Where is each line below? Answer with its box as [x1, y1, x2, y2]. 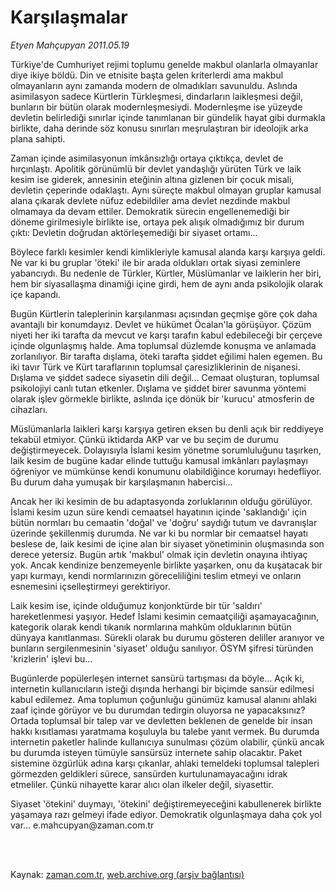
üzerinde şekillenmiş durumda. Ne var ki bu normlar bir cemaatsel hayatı [10, 527, 308, 539]
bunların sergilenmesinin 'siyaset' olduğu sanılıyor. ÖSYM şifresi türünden [10, 642, 314, 654]
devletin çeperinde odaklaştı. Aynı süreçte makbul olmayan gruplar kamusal [10, 184, 322, 196]
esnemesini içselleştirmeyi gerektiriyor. [10, 580, 171, 592]
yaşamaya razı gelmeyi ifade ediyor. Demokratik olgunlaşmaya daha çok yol [10, 808, 322, 820]
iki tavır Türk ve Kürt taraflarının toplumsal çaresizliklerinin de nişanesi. [10, 361, 301, 373]
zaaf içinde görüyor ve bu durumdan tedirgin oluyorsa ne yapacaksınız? [10, 704, 306, 716]
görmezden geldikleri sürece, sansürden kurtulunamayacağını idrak [10, 767, 288, 780]
